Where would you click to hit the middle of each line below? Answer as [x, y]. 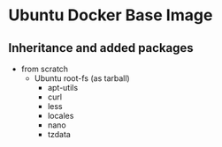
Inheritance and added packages [101, 48]
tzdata [59, 134]
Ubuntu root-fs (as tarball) [82, 78]
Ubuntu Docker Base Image [111, 15]
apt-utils [63, 88]
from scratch [44, 69]
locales [61, 116]
